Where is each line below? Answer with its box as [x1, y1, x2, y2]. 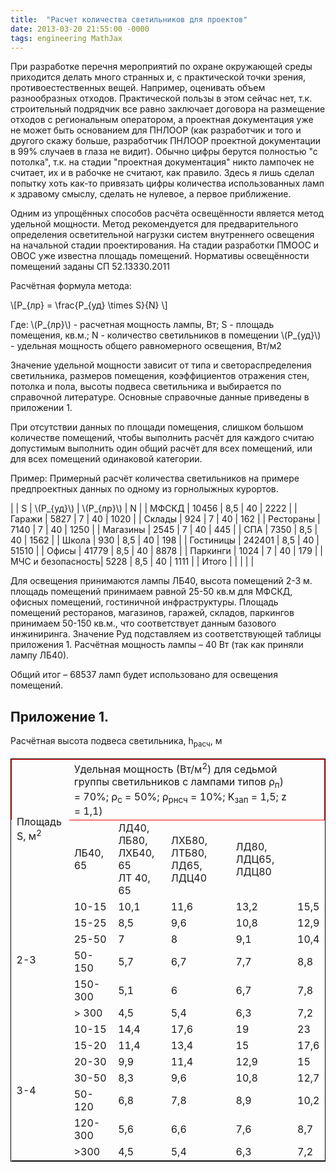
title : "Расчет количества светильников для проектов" [10, 14, 248, 25]
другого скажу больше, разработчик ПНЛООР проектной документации [10, 135, 322, 147]
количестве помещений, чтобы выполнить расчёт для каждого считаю [10, 432, 315, 444]
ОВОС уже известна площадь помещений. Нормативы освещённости [10, 250, 310, 262]
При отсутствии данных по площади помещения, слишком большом [10, 421, 304, 433]
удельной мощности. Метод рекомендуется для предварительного [10, 218, 299, 230]
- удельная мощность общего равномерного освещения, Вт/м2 [10, 340, 282, 352]
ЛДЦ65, [235, 852, 275, 866]
